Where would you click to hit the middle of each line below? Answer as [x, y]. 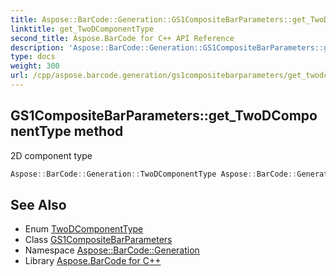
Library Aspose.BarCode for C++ [93, 261]
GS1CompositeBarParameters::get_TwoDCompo [164, 116]
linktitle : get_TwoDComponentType [82, 29]
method [98, 131]
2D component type [51, 155]
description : [37, 47]
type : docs [33, 57]
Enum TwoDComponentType [84, 229]
